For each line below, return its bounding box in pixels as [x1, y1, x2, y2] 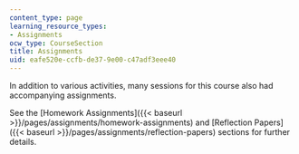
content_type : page [9, 13, 83, 23]
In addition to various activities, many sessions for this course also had [9, 81, 274, 91]
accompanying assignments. [9, 90, 117, 101]
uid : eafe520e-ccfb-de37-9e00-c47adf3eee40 [9, 55, 177, 64]
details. [9, 137, 37, 147]
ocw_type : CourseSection [9, 38, 103, 48]
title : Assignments [9, 47, 83, 56]
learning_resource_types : [9, 22, 107, 31]
